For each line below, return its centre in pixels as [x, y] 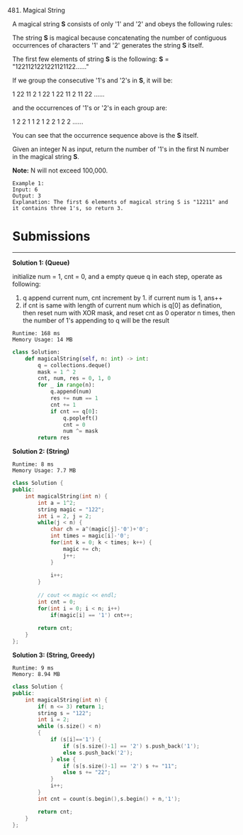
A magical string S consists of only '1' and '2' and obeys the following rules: [123, 24]
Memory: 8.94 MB [36, 675]
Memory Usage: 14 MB [43, 339]
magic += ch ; [82, 549]
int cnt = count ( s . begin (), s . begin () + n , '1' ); [109, 799]
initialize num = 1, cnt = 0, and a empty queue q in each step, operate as [117, 276]
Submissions [51, 236]
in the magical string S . [46, 157]
